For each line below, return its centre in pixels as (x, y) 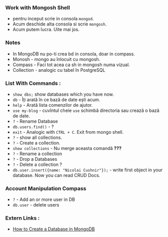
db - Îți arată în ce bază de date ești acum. (56, 99)
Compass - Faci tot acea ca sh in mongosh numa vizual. (71, 65)
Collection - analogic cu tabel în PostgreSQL (59, 70)
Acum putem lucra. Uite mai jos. (46, 29)
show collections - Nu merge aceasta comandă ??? (67, 148)
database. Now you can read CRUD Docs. (56, 175)
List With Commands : (33, 83)
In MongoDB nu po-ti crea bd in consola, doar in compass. (74, 54)
